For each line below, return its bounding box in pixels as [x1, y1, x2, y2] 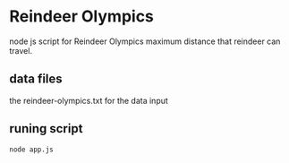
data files [9, 72, 63, 87]
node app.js [9, 145, 54, 154]
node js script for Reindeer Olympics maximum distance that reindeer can [9, 36, 281, 47]
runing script [9, 121, 83, 136]
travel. [9, 45, 33, 56]
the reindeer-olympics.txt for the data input [9, 95, 168, 106]
